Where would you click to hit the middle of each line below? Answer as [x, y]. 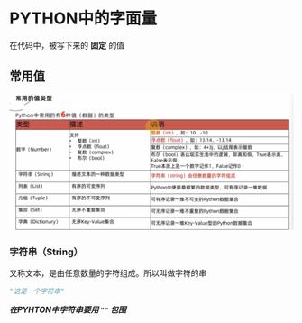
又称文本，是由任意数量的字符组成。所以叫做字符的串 [108, 273]
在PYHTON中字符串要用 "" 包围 [68, 310]
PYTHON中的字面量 [83, 18]
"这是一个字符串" [37, 291]
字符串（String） [46, 252]
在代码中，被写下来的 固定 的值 [67, 45]
